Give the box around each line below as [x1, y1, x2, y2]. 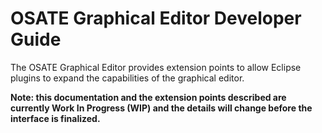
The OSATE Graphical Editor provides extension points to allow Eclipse [10, 61, 302, 73]
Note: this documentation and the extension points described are [10, 91, 287, 103]
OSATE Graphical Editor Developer [10, 7, 302, 30]
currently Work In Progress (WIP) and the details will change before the [10, 102, 313, 114]
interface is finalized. [10, 112, 101, 124]
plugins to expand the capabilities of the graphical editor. [10, 72, 245, 84]
